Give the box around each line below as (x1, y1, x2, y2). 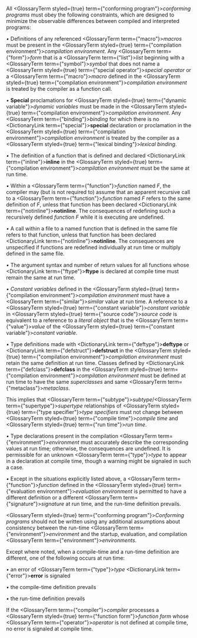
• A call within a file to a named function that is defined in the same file (6, 225, 178, 232)
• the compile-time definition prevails (6, 584, 96, 590)
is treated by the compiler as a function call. (6, 85, 113, 92)
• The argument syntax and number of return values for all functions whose (6, 262, 189, 268)
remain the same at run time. (6, 274, 76, 281)
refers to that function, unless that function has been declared (6, 231, 156, 238)
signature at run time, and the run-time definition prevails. (41, 501, 181, 507)
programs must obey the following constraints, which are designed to (6, 11, 175, 18)
